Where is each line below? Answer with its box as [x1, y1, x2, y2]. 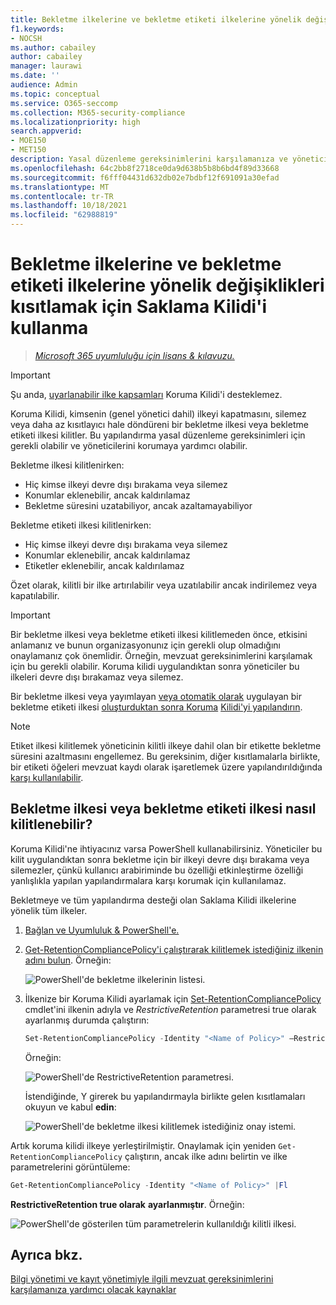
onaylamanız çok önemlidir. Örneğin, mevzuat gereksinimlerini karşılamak [10, 649, 313, 661]
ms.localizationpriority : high [10, 117, 141, 127]
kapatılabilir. [10, 589, 60, 601]
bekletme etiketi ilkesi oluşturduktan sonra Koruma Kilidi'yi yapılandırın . [10, 701, 303, 713]
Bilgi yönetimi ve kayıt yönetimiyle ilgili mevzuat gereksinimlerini [10, 1273, 274, 1285]
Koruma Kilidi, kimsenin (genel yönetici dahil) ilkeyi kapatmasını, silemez [10, 407, 307, 420]
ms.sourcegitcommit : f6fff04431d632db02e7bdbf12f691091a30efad [10, 172, 280, 183]
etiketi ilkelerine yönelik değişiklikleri [10, 274, 325, 297]
